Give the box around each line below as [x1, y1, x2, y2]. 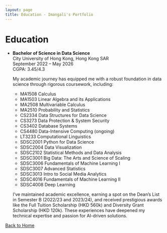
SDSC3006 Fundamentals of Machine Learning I [20, 160, 121, 166]
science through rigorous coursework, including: [12, 81, 114, 87]
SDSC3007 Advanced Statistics [20, 166, 86, 172]
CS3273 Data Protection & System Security [20, 118, 110, 124]
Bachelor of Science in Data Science [12, 50, 91, 56]
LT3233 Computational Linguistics [20, 134, 92, 140]
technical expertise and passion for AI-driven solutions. [12, 213, 127, 219]
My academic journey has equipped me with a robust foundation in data [12, 76, 162, 82]
